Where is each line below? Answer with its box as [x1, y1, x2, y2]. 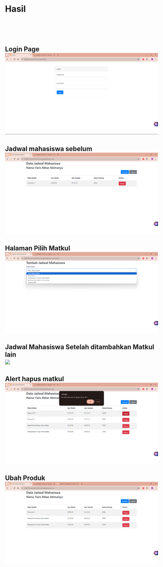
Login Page [5, 45, 40, 53]
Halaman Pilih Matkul [5, 244, 70, 252]
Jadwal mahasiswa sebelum [5, 144, 93, 153]
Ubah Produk [5, 474, 46, 482]
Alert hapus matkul [5, 374, 64, 383]
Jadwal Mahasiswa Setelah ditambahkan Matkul [5, 343, 154, 351]
